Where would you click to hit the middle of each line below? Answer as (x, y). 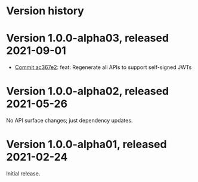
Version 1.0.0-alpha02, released (87, 91)
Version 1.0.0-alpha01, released (86, 145)
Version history (45, 11)
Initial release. (23, 173)
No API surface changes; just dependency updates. (69, 121)
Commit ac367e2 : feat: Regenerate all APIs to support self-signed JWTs (103, 67)
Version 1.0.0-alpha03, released (87, 38)
